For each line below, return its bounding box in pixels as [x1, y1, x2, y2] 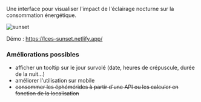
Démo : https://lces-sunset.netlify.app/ [6, 35, 103, 42]
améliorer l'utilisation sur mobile [15, 77, 95, 84]
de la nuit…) [15, 70, 45, 78]
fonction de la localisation [15, 90, 80, 97]
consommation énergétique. [6, 12, 77, 19]
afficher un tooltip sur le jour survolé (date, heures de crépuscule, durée [15, 64, 195, 72]
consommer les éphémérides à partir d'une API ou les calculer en [15, 83, 179, 90]
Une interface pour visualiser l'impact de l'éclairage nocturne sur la [6, 5, 174, 12]
